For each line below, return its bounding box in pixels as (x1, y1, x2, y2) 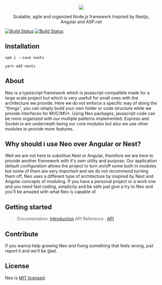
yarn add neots (5, 64, 36, 68)
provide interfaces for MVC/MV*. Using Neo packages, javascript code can (5, 110, 156, 116)
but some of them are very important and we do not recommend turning (5, 168, 148, 174)
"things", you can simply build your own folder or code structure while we (5, 105, 151, 111)
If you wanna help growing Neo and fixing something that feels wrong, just (5, 243, 154, 249)
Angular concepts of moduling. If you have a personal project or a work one (5, 179, 156, 184)
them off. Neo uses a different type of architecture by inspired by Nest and (5, 173, 154, 179)
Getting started (5, 203, 52, 211)
